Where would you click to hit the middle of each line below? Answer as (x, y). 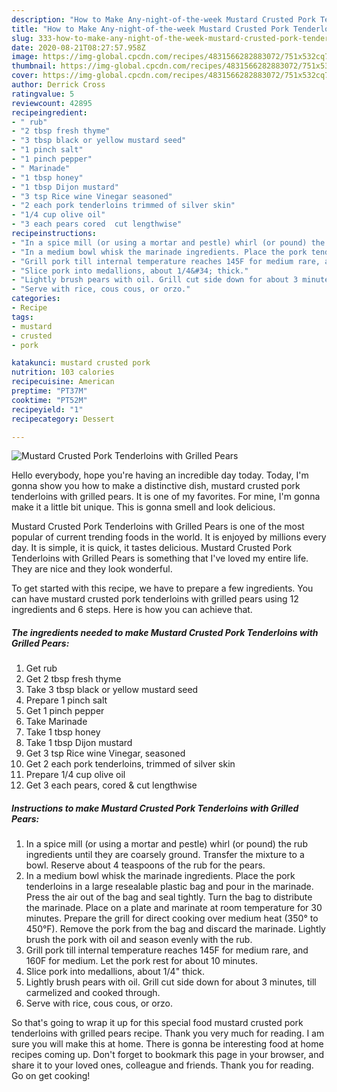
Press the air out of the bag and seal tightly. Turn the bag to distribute (169, 897)
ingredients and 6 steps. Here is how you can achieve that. (132, 610)
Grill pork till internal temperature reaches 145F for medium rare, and (167, 950)
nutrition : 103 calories (63, 372)
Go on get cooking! (51, 1076)
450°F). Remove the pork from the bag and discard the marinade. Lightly (175, 929)
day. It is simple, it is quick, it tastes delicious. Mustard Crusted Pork (152, 548)
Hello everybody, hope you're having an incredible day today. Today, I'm (160, 475)
